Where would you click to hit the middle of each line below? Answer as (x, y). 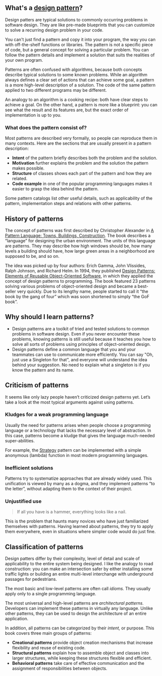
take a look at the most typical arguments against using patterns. (70, 402)
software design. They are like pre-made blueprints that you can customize (80, 25)
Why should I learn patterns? (50, 317)
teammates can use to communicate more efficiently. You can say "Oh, (83, 355)
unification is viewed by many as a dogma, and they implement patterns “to (80, 484)
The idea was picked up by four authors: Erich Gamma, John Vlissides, (75, 265)
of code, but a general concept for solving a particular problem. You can (77, 50)
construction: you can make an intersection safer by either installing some (79, 569)
